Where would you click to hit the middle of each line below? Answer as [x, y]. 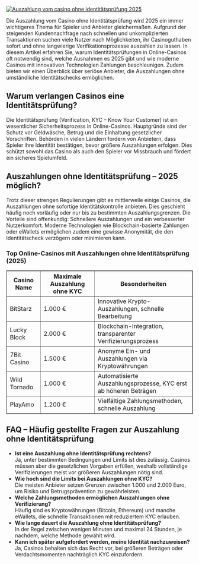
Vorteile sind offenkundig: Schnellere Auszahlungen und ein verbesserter [95, 219]
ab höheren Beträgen [127, 390]
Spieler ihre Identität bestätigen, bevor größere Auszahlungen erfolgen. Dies [99, 145]
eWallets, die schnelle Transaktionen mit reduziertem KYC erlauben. [97, 516]
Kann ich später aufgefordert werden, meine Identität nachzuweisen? [102, 541]
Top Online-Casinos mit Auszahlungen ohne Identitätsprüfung [98, 253]
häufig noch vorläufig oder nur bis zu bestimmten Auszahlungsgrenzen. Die [99, 212]
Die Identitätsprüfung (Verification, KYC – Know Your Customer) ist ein [92, 119]
